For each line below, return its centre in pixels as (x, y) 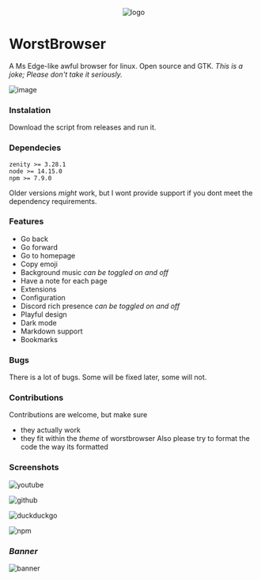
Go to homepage (48, 255)
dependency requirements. (53, 201)
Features (26, 221)
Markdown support (51, 331)
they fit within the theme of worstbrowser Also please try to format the (135, 439)
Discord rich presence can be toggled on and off (100, 306)
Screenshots (34, 468)
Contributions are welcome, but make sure (78, 415)
